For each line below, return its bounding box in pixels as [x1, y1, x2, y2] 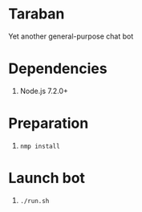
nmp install [19, 142, 60, 150]
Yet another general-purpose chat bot [8, 31, 134, 41]
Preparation [8, 114, 89, 132]
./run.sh [19, 197, 50, 205]
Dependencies [8, 59, 108, 78]
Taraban [8, 5, 65, 23]
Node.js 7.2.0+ [19, 86, 68, 96]
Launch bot [8, 169, 86, 187]
